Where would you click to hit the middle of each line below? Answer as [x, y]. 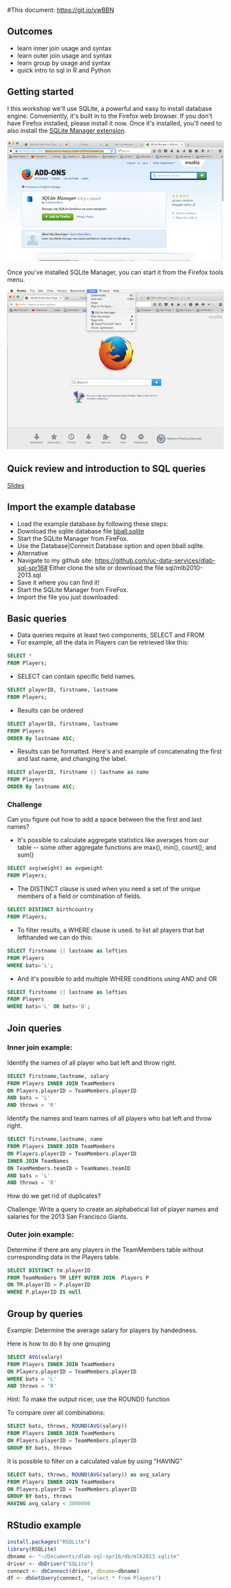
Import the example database [71, 507]
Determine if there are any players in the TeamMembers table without [106, 1250]
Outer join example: [41, 1234]
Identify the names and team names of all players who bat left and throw [110, 1119]
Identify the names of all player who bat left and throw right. [92, 1062]
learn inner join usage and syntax [64, 48]
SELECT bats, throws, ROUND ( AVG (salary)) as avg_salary [89, 1474]
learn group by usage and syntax [64, 63]
